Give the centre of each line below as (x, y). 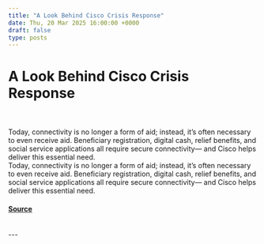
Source (21, 208)
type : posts (28, 38)
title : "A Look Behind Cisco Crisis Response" (86, 15)
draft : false (30, 30)
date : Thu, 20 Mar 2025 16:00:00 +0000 (74, 23)
